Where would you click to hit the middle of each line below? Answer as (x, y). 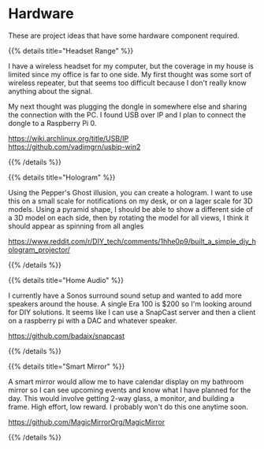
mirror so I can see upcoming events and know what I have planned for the (130, 390)
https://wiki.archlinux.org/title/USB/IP (69, 138)
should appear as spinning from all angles (76, 226)
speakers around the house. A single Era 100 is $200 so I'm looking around (130, 303)
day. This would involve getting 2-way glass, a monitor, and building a (121, 398)
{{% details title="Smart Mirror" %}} (67, 366)
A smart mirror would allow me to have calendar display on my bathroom (126, 381)
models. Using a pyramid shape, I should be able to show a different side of (131, 209)
